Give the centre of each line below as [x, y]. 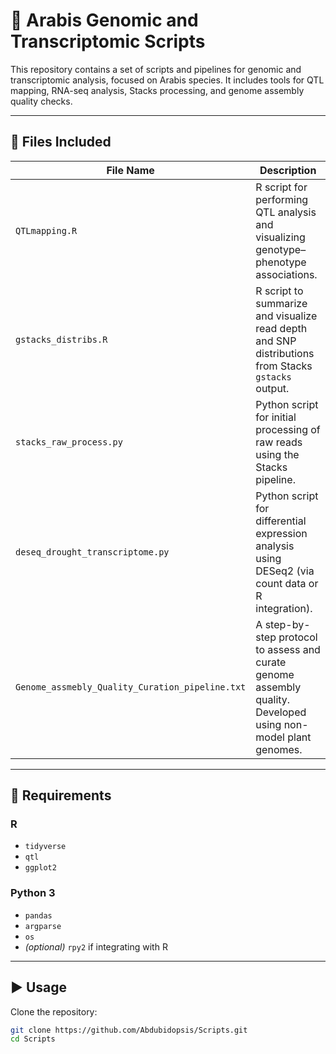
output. [272, 388]
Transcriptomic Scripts [108, 41]
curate [271, 662]
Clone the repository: [54, 1011]
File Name [130, 170]
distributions [285, 353]
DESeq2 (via [285, 571]
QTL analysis [286, 212]
